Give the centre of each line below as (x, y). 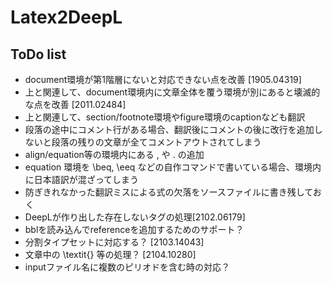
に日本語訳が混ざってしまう (82, 179)
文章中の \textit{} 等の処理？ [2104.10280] (110, 254)
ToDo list (38, 54)
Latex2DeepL (66, 17)
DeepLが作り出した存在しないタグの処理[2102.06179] (135, 217)
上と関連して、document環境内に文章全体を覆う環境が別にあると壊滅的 (172, 92)
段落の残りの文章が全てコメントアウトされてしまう (156, 142)
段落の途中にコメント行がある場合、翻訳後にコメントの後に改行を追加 (169, 129)
